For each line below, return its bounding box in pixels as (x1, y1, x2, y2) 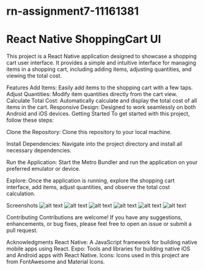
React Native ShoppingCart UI (6, 32, 161, 47)
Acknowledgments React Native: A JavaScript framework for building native (6, 239, 197, 246)
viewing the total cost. (6, 72, 62, 80)
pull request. (6, 227, 38, 234)
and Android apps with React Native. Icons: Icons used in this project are (6, 252, 189, 259)
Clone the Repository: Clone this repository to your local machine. (6, 129, 172, 136)
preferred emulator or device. (6, 165, 81, 173)
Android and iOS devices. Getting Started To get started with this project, (6, 110, 191, 118)
